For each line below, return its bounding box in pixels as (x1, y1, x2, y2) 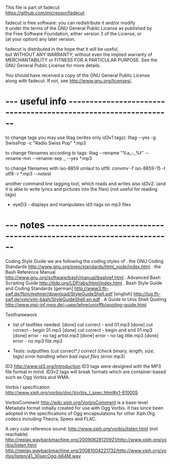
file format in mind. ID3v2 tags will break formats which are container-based (5, 369, 166, 375)
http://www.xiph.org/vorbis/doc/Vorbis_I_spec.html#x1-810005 (5, 389, 138, 395)
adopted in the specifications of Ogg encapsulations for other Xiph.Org (5, 410, 155, 416)
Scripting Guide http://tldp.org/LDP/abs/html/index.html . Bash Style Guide (5, 279, 162, 286)
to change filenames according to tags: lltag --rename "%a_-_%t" (5, 150, 144, 156)
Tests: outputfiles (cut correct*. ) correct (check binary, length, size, (12, 348, 155, 354)
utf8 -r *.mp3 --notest (5, 170, 51, 176)
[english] (114, 291, 133, 297)
